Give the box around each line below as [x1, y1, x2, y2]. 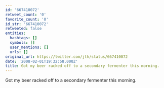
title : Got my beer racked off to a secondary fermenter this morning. [5, 63, 159, 68]
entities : [5, 31, 26, 36]
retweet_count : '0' [5, 12, 47, 17]
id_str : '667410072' [5, 21, 49, 27]
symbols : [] [10, 40, 35, 45]
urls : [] [10, 49, 28, 54]
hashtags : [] [10, 36, 37, 41]
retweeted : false [5, 26, 42, 31]
